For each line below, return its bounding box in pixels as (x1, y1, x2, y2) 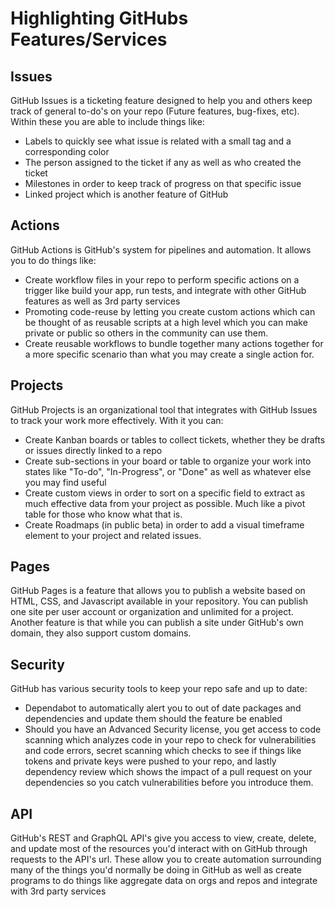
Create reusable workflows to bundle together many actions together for (24, 337, 324, 349)
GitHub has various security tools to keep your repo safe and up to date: (10, 683, 308, 695)
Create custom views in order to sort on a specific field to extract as (24, 487, 306, 499)
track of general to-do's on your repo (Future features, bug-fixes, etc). (10, 105, 300, 117)
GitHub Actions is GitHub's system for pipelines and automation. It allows (10, 243, 312, 256)
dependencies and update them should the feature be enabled (24, 713, 283, 725)
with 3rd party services (10, 885, 107, 897)
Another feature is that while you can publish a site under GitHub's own (10, 617, 304, 629)
